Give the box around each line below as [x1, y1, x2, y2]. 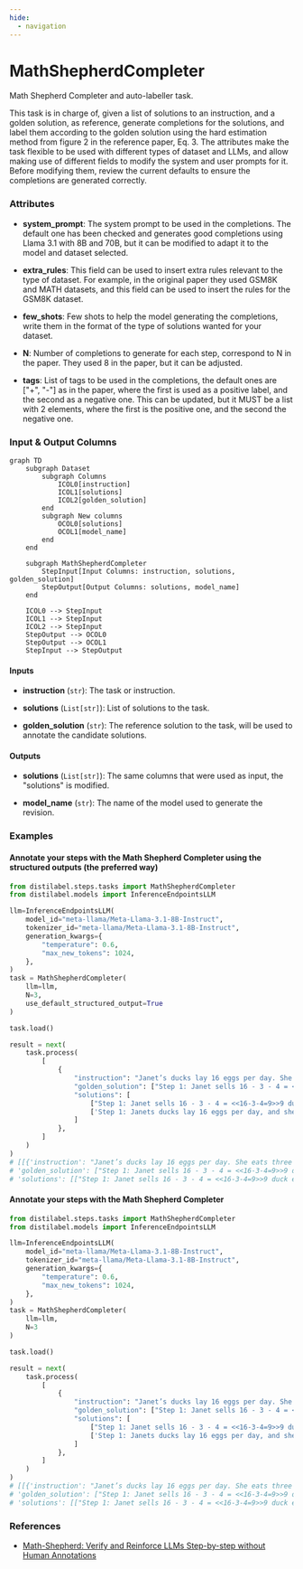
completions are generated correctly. [9, 175, 147, 186]
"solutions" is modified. [22, 780, 110, 791]
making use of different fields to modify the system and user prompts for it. [9, 155, 289, 167]
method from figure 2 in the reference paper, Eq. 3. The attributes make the [9, 136, 289, 147]
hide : [9, 13, 30, 23]
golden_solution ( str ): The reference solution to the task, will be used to [22, 720, 293, 731]
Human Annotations [22, 1549, 96, 1560]
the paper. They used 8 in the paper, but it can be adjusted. [22, 357, 243, 368]
